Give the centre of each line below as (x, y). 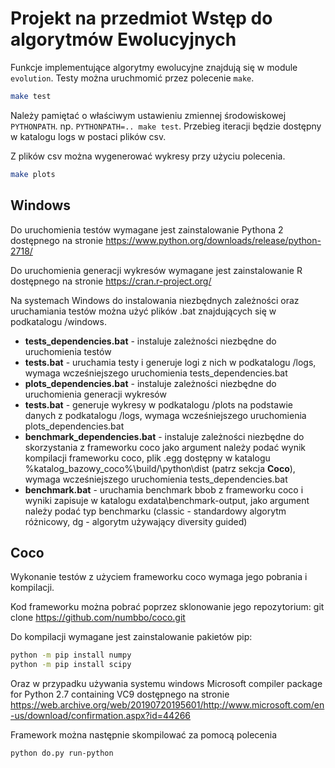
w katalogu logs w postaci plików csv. (88, 136)
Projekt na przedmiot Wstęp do (141, 18)
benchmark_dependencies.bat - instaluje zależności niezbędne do (164, 436)
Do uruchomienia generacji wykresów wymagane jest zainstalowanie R (156, 270)
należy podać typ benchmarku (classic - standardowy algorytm (155, 511)
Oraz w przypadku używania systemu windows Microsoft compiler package (166, 684)
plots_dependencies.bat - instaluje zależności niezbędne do (150, 383)
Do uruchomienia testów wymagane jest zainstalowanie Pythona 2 (147, 229)
